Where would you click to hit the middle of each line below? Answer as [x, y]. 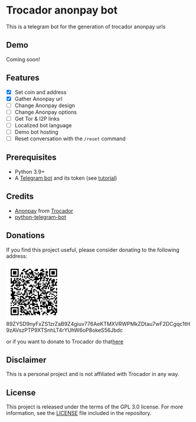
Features [23, 78]
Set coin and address [40, 92]
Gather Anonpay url [39, 98]
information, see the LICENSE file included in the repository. [79, 413]
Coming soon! [23, 59]
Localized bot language [43, 125]
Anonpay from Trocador [44, 210]
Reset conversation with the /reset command [70, 139]
